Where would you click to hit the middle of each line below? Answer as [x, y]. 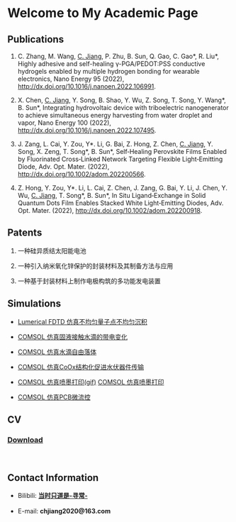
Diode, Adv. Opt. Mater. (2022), [63, 167]
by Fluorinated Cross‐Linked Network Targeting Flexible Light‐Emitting [120, 159]
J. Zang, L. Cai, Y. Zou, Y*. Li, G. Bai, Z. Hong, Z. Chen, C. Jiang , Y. [116, 144]
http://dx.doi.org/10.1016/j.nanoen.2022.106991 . [86, 86]
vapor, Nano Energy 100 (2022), [64, 123]
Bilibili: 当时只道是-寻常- [52, 496]
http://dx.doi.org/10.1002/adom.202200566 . [82, 174]
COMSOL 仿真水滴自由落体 [57, 352]
